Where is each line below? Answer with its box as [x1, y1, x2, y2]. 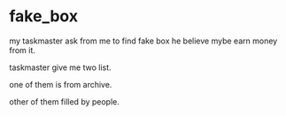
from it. [9, 44, 35, 55]
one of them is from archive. [9, 79, 112, 89]
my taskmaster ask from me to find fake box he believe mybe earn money [9, 35, 278, 46]
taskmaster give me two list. [9, 62, 112, 73]
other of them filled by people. [9, 96, 120, 107]
